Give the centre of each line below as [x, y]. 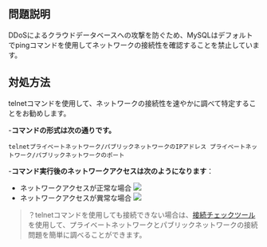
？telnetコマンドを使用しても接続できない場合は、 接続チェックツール [141, 214]
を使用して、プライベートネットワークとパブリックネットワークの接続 [143, 225]
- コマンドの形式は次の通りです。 [62, 130]
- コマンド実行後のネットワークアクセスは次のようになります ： [111, 171]
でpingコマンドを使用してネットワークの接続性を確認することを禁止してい [130, 45]
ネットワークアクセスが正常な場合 [76, 188]
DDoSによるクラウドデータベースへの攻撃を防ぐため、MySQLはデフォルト [131, 35]
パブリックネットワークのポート [80, 155]
